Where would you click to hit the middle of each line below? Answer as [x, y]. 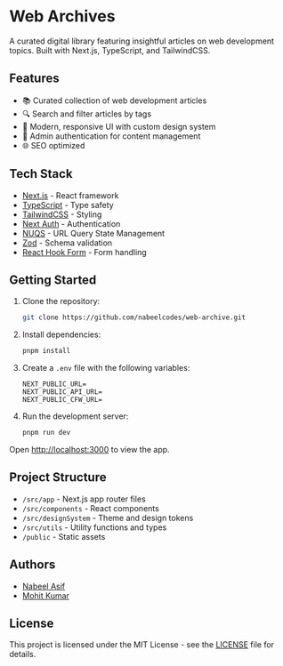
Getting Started [53, 280]
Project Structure [58, 477]
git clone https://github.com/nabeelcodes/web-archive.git [134, 317]
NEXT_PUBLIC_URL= [54, 384]
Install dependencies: [61, 334]
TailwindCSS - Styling [62, 214]
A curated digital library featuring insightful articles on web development [141, 41]
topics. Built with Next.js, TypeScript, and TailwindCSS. [110, 50]
